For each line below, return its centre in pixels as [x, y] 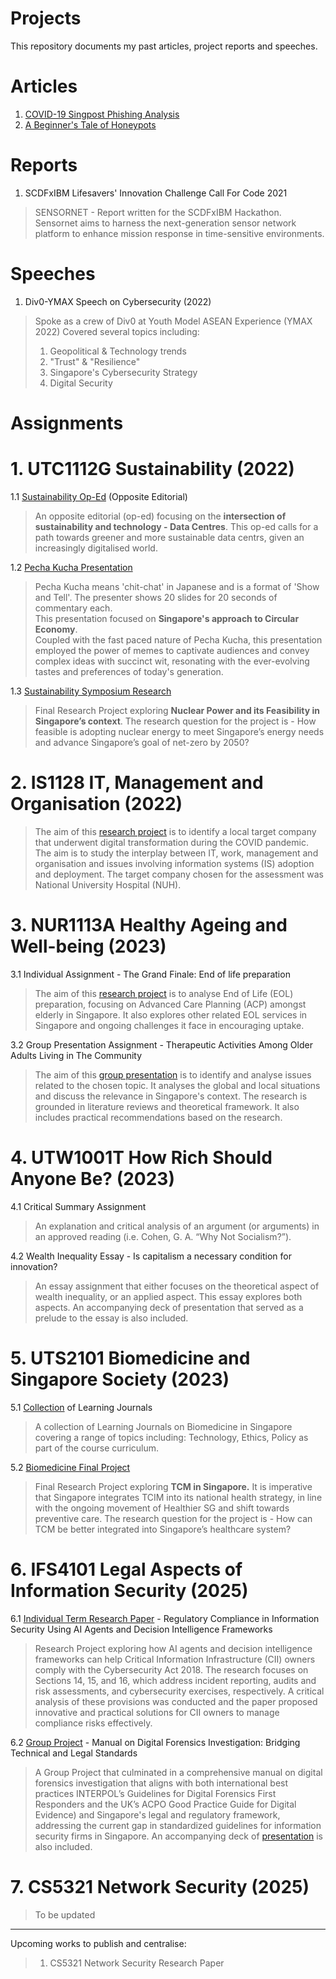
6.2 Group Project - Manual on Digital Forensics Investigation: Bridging [155, 1742]
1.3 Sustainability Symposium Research [91, 691]
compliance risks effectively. [93, 1723]
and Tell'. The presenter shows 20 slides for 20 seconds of [156, 597]
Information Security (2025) [129, 1590]
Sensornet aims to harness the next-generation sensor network [165, 223]
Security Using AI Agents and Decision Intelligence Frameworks [141, 1629]
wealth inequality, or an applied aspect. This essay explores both [168, 1296]
